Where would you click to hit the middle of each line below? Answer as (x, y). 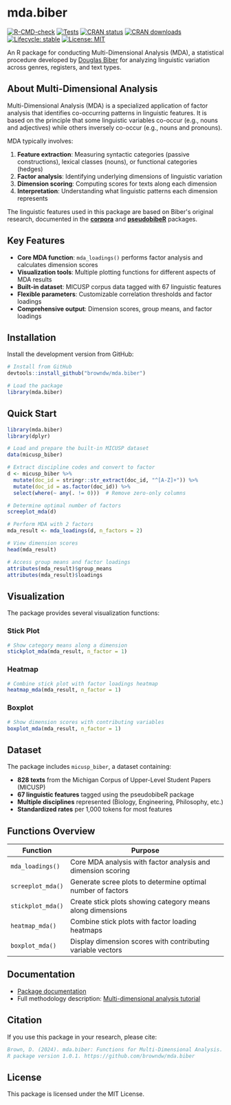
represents (32, 198)
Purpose (145, 850)
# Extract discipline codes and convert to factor (81, 467)
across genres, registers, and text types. (64, 67)
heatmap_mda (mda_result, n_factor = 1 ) (64, 690)
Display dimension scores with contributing (140, 941)
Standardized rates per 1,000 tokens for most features (95, 810)
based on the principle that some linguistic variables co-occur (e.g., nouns (113, 120)
